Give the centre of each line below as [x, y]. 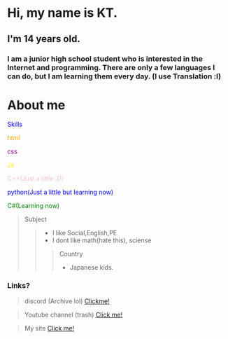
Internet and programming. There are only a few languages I [111, 67]
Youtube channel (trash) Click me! [73, 314]
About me [36, 105]
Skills [15, 125]
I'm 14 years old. [44, 39]
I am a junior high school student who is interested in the [105, 59]
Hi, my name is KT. [62, 13]
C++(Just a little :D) [36, 179]
